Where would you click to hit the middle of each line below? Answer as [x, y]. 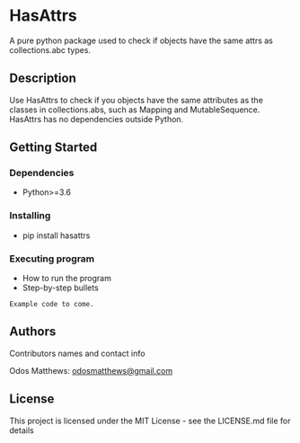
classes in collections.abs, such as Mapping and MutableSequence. [135, 110]
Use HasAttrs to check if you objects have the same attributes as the [136, 100]
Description [43, 79]
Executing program [52, 259]
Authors [33, 332]
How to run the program [67, 279]
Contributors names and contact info [77, 353]
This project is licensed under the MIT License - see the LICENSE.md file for [150, 421]
